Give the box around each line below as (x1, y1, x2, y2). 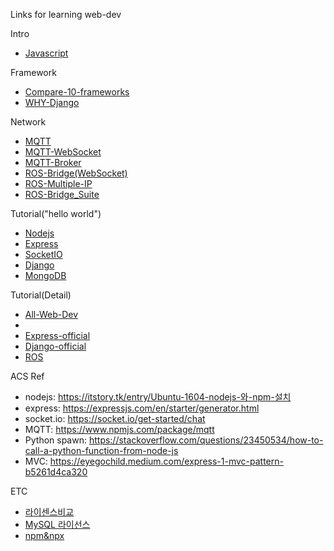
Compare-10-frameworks (24, 86, 130, 98)
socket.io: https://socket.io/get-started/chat (24, 413, 206, 424)
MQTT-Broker (24, 157, 82, 168)
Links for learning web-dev (10, 9, 122, 20)
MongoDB (24, 270, 67, 281)
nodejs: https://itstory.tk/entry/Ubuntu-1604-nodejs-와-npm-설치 (24, 391, 292, 403)
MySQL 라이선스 (24, 519, 91, 530)
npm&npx (24, 530, 65, 541)
